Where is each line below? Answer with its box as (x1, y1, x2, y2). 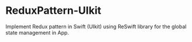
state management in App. (5, 29, 70, 36)
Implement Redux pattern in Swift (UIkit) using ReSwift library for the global (5, 23, 187, 30)
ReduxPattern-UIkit (5, 4, 102, 17)
